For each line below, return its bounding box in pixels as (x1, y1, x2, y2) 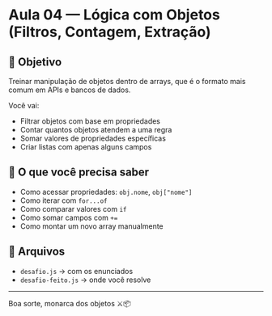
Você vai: (8, 101, 40, 110)
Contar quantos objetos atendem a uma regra (19, 125, 172, 134)
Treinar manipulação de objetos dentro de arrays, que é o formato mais (8, 77, 246, 86)
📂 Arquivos (8, 245, 66, 259)
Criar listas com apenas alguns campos (19, 142, 152, 151)
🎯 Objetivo (8, 55, 62, 69)
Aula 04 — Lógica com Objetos (8, 6, 220, 24)
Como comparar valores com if (19, 204, 127, 213)
